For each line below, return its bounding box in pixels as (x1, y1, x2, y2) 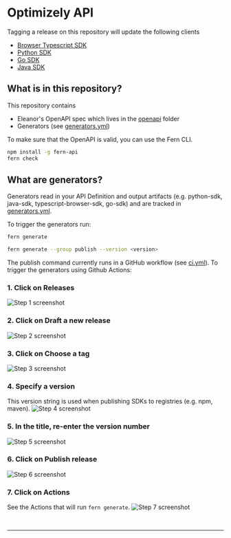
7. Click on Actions (7, 487, 70, 497)
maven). (7, 404, 31, 413)
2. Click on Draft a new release (7, 315, 111, 325)
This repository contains (7, 101, 76, 110)
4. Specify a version (7, 381, 76, 391)
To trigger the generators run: (7, 220, 91, 229)
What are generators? (7, 174, 103, 185)
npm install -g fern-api (7, 148, 78, 156)
